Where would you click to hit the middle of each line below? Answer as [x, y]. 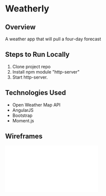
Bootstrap [22, 115]
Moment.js [23, 120]
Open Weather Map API [36, 104]
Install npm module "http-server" [46, 72]
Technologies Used [35, 93]
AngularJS [23, 110]
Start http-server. [30, 77]
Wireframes [24, 137]
